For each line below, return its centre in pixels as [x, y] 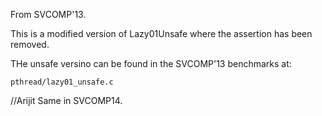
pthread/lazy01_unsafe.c [62, 82]
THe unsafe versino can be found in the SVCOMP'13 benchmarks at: [151, 63]
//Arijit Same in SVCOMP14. [66, 100]
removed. [30, 44]
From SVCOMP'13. [48, 14]
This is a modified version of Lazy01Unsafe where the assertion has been [161, 33]
